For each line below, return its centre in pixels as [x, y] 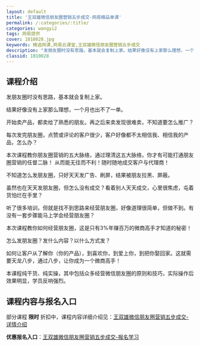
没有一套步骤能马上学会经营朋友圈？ [51, 216]
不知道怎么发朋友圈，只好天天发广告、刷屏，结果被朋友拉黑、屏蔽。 [90, 175]
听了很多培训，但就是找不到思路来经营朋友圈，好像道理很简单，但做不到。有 [100, 208]
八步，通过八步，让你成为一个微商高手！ [71, 261]
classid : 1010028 [28, 56]
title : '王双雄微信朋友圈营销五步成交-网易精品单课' [64, 17]
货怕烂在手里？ [24, 195]
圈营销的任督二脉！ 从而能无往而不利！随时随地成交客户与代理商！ [88, 163]
